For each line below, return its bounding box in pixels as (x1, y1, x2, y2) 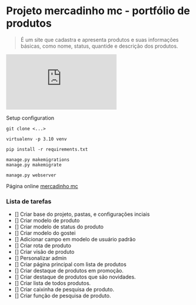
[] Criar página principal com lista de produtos (14, 261, 127, 268)
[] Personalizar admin (14, 255, 67, 262)
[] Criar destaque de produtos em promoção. (14, 267, 124, 274)
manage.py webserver (6, 172, 57, 178)
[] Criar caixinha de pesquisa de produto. (14, 286, 115, 293)
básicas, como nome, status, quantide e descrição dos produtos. (20, 42, 178, 50)
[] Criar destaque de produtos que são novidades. (14, 273, 137, 281)
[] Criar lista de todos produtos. (14, 280, 91, 287)
